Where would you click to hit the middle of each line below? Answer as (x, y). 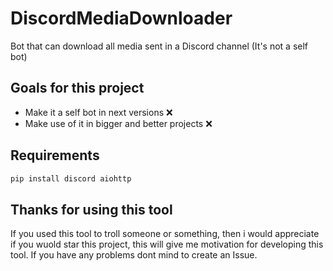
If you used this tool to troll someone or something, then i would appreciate (165, 234)
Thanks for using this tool (91, 209)
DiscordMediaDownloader (121, 18)
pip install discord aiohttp (71, 178)
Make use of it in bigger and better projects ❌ (118, 123)
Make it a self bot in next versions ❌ (98, 112)
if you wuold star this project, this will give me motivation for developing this (167, 244)
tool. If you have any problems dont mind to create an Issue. (134, 255)
